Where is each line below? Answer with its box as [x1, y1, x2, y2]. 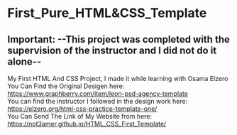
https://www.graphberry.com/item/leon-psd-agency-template [7, 90, 188, 97]
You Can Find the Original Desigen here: [7, 82, 125, 90]
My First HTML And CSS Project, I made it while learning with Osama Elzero [7, 75, 228, 82]
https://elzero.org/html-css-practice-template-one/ [7, 104, 158, 113]
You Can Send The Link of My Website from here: [7, 112, 153, 120]
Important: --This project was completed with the [7, 33, 231, 45]
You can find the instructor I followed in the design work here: [7, 97, 188, 105]
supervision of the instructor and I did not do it [7, 44, 217, 56]
